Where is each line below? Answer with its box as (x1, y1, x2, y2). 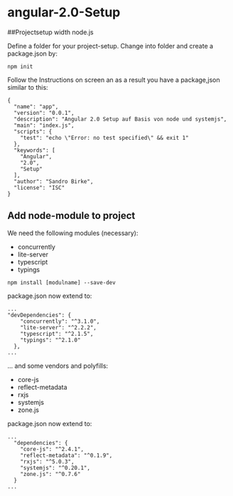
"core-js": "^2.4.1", (20, 445, 84, 453)
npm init (7, 63, 33, 70)
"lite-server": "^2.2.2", (20, 324, 97, 331)
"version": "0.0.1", (13, 109, 75, 116)
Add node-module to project (7, 210, 136, 222)
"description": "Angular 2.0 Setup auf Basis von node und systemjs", (13, 115, 227, 123)
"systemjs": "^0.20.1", (20, 464, 91, 471)
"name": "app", (13, 103, 59, 110)
